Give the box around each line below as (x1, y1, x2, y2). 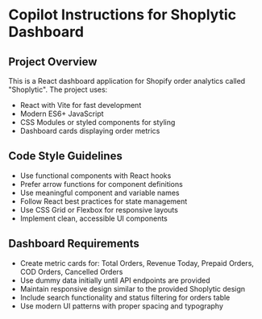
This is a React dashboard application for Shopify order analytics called (8, 77, 246, 85)
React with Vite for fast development (19, 101, 142, 110)
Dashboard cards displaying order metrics (19, 126, 160, 135)
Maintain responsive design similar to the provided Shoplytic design (19, 284, 246, 293)
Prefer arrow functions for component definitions (19, 179, 183, 188)
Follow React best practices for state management (19, 196, 188, 206)
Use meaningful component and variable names (19, 188, 180, 197)
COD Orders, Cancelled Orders (19, 267, 123, 276)
